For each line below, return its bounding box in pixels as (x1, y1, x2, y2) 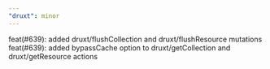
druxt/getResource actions (8, 51, 98, 61)
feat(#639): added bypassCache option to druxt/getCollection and (8, 42, 231, 53)
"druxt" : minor (8, 11, 60, 20)
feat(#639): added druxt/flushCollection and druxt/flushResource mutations (8, 34, 263, 44)
